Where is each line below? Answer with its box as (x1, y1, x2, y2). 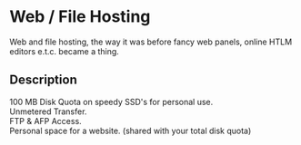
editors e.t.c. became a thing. (9, 45, 120, 56)
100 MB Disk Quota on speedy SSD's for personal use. (9, 96, 214, 107)
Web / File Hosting (9, 6, 151, 27)
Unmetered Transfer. (9, 106, 87, 117)
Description (9, 72, 77, 88)
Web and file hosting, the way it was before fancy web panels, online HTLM (9, 36, 293, 47)
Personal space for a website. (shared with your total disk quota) (9, 125, 252, 136)
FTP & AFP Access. (9, 115, 82, 126)
